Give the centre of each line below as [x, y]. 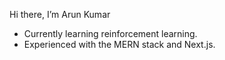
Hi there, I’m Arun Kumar [60, 14]
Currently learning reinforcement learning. [110, 33]
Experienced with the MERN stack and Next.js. [119, 44]
